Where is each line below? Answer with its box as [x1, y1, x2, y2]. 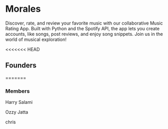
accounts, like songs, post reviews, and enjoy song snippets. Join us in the [5, 31, 163, 37]
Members [5, 88, 30, 95]
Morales [5, 3, 41, 15]
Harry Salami [5, 99, 33, 105]
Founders [5, 61, 37, 70]
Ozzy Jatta [5, 109, 28, 115]
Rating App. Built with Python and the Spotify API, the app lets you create [5, 25, 160, 31]
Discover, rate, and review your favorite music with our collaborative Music [5, 20, 163, 26]
